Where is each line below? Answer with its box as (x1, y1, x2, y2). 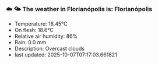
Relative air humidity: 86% (14, 33, 78, 40)
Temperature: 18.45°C (14, 20, 68, 27)
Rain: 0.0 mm (14, 39, 47, 46)
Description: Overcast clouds (14, 45, 85, 52)
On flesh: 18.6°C (14, 27, 54, 34)
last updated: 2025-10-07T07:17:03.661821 (14, 51, 118, 58)
